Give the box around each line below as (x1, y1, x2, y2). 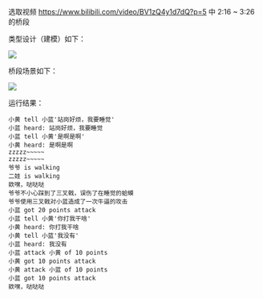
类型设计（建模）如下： (8, 34, 86, 43)
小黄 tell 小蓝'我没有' (8, 232, 79, 240)
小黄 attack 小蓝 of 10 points (8, 266, 108, 274)
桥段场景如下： (8, 66, 58, 75)
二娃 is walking (8, 172, 60, 180)
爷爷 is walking (8, 163, 60, 171)
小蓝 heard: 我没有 (8, 240, 67, 248)
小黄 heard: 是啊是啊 (8, 141, 74, 149)
